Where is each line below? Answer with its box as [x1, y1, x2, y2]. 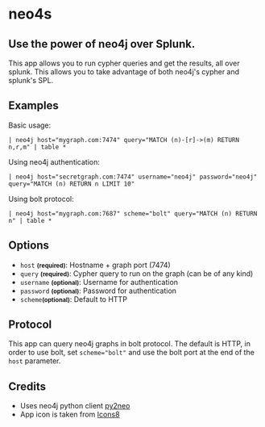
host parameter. [8, 356, 61, 366]
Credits [8, 379, 47, 393]
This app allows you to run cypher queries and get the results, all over [8, 58, 240, 68]
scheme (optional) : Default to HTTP [19, 294, 127, 304]
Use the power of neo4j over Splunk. [8, 37, 196, 51]
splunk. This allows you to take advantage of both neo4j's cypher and [8, 67, 240, 77]
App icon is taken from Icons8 [19, 409, 120, 420]
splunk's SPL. [8, 76, 54, 85]
